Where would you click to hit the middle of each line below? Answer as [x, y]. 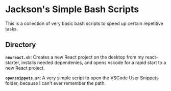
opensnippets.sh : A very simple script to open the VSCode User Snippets [82, 78]
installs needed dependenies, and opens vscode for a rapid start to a [94, 63]
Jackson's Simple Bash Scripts [72, 9]
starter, [13, 63]
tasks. [12, 28]
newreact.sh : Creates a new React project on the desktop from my [75, 57]
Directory [21, 45]
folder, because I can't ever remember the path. [55, 83]
